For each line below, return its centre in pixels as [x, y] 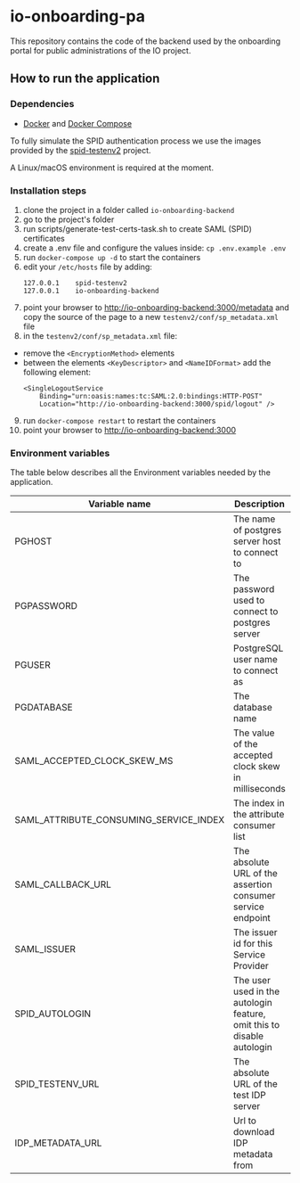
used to [249, 601]
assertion [253, 884]
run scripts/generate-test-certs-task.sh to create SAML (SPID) [138, 228]
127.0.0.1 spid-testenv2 [75, 283]
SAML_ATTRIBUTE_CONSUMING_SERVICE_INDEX [120, 820]
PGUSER [33, 665]
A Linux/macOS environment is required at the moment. [112, 168]
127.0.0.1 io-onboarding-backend [91, 291]
